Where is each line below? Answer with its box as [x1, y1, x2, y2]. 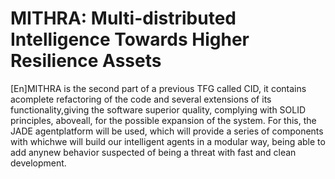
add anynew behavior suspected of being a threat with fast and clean [10, 146, 297, 158]
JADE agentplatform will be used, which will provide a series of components [10, 125, 324, 137]
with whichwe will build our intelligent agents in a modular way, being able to [10, 135, 326, 147]
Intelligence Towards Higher [10, 28, 250, 51]
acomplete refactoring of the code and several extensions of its [10, 93, 272, 105]
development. [10, 157, 67, 169]
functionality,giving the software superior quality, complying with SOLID [10, 103, 307, 116]
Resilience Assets [10, 50, 162, 72]
